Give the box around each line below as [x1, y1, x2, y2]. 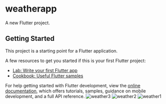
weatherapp [5, 3, 57, 15]
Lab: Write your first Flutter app [12, 67, 78, 73]
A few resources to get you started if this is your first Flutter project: [5, 58, 146, 64]
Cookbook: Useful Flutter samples [12, 73, 84, 79]
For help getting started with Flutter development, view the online [5, 82, 141, 88]
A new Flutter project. [5, 20, 50, 26]
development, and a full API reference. [5, 93, 85, 99]
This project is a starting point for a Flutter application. [5, 47, 118, 54]
